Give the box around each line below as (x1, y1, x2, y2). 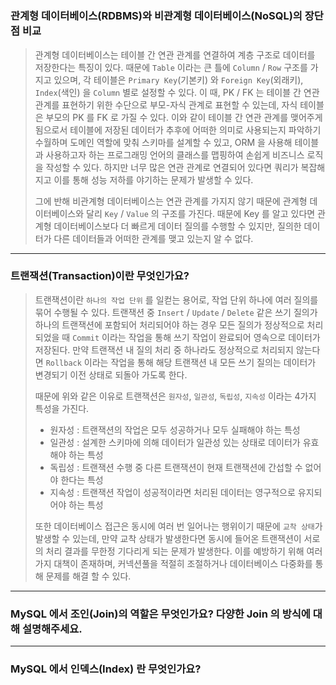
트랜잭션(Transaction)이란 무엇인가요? (10, 269, 190, 283)
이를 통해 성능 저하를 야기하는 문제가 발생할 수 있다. (53, 173, 254, 186)
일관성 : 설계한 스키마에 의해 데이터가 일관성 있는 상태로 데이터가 (49, 436, 301, 448)
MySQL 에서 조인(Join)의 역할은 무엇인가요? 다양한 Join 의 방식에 (10, 607, 311, 621)
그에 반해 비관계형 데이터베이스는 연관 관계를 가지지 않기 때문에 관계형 (34, 195, 308, 207)
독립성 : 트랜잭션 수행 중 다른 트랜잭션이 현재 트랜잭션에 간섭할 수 (49, 461, 303, 473)
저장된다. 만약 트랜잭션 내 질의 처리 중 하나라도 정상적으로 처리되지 (34, 343, 294, 356)
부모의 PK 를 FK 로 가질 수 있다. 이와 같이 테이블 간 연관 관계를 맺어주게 (45, 111, 323, 123)
